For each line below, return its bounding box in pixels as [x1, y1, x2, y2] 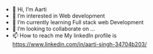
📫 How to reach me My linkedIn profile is [12, 32, 117, 39]
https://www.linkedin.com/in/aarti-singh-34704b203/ [12, 41, 147, 48]
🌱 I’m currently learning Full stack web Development [12, 19, 144, 25]
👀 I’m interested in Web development [12, 12, 105, 19]
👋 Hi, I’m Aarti [12, 6, 47, 13]
